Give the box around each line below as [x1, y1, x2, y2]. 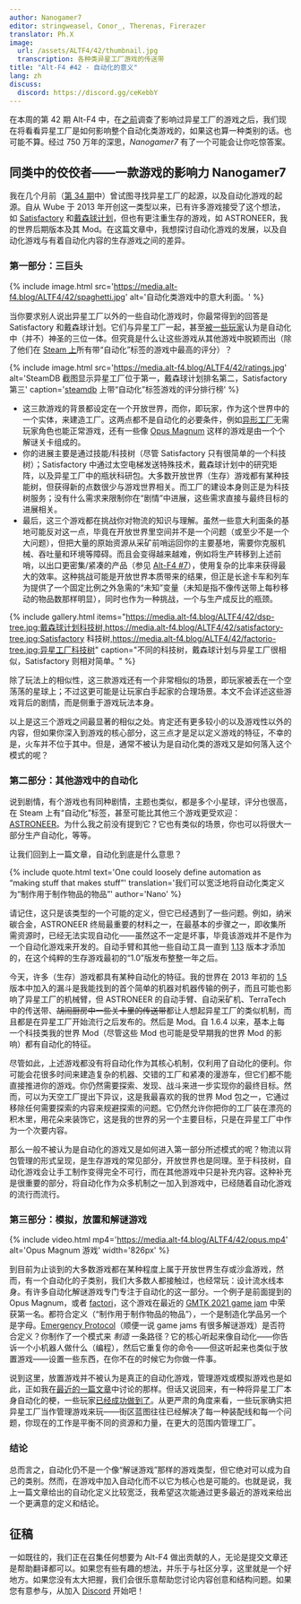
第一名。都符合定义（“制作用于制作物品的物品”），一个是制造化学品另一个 [16, 1309, 288, 1320]
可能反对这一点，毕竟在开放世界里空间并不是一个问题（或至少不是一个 [30, 526, 289, 537]
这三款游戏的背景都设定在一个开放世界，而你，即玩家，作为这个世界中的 [21, 402, 289, 413]
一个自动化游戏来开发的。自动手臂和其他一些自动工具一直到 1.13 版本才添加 [9, 941, 286, 952]
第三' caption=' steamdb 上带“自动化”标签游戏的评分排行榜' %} [9, 384, 240, 394]
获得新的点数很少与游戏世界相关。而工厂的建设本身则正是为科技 [53, 481, 289, 492]
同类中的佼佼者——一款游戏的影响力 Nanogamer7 [9, 165, 287, 180]
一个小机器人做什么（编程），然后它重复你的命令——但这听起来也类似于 [16, 1342, 280, 1353]
